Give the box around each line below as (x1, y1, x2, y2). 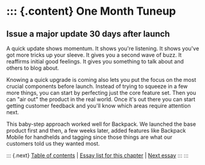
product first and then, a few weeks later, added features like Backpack (6, 127, 186, 134)
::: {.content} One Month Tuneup (6, 4, 176, 18)
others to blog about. (6, 64, 59, 71)
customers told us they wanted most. (6, 140, 100, 147)
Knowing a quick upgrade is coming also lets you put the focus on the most (6, 76, 196, 83)
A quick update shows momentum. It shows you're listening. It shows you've (6, 45, 199, 52)
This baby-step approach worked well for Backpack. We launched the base (6, 120, 196, 128)
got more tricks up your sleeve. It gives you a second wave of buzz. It (6, 51, 182, 59)
